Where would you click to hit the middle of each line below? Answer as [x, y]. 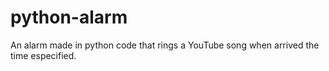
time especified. [43, 55]
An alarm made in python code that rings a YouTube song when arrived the [165, 45]
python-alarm [69, 17]
